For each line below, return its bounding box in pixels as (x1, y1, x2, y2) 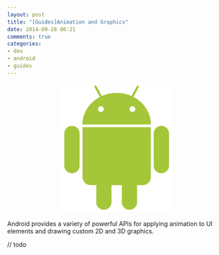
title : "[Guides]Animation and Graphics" (7, 18, 129, 26)
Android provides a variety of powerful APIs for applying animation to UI (7, 219, 213, 228)
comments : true (7, 33, 51, 40)
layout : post (7, 11, 45, 18)
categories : (7, 40, 42, 48)
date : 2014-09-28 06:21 (7, 26, 76, 33)
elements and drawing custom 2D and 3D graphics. (7, 227, 155, 235)
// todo (7, 240, 26, 249)
